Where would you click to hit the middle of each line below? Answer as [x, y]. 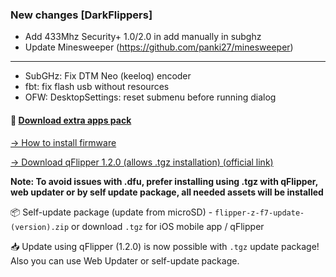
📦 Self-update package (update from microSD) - [111, 212]
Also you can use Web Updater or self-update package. [125, 260]
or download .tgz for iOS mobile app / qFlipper [168, 226]
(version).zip [40, 227]
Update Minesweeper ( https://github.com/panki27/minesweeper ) [159, 47]
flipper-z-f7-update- [259, 213]
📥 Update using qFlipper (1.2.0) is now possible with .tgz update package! [165, 246]
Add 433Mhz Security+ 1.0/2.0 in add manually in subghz [143, 37]
